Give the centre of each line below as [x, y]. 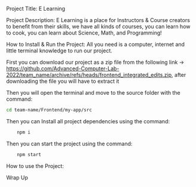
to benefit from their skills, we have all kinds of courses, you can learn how [98, 27]
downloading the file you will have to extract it [63, 81]
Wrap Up [17, 177]
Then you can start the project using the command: [69, 144]
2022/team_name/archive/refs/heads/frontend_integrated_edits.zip [89, 75]
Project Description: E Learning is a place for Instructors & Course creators [98, 20]
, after [179, 75]
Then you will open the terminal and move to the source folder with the [93, 93]
